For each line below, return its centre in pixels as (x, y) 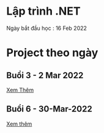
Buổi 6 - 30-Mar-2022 (50, 109)
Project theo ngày (52, 53)
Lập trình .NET (43, 11)
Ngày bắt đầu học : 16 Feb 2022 (47, 28)
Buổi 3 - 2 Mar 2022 (45, 75)
